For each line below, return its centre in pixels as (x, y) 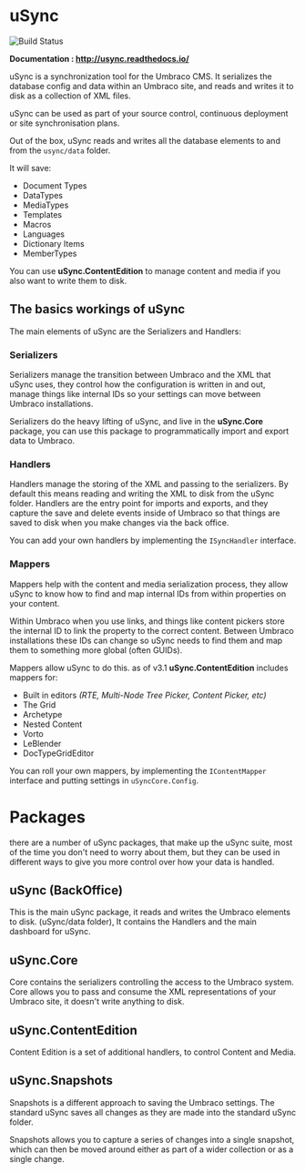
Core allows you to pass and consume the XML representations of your (143, 992)
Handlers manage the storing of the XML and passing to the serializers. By (149, 484)
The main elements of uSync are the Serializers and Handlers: (125, 331)
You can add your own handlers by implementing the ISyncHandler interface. (153, 541)
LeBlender (42, 743)
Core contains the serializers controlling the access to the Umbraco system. (152, 982)
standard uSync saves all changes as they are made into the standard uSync (153, 1112)
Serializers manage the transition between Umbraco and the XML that (140, 375)
